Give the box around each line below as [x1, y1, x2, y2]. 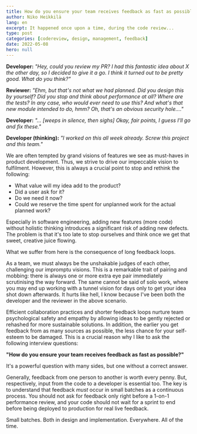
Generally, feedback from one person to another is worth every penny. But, [6, 374, 188, 381]
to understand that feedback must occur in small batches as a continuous [6, 386, 184, 393]
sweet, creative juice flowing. [6, 237, 77, 244]
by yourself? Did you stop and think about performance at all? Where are [6, 93, 184, 100]
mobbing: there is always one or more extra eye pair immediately [6, 272, 163, 279]
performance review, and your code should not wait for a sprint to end [6, 398, 176, 405]
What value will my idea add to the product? [14, 182, 121, 189]
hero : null [6, 47, 33, 53]
